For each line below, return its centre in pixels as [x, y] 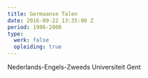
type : [15, 34]
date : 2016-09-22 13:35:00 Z [51, 21]
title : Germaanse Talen [43, 14]
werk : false [32, 40]
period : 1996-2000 [35, 27]
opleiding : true [38, 47]
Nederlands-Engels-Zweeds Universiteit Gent [74, 67]
